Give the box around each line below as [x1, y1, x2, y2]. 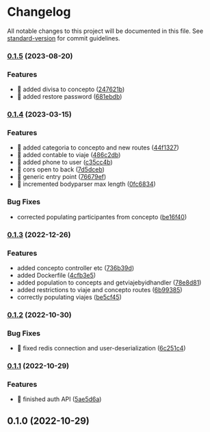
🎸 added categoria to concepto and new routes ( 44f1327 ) [16, 143, 179, 152]
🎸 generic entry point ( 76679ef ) [16, 173, 107, 181]
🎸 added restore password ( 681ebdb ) [16, 93, 122, 101]
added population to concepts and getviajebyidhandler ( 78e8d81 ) [16, 278, 202, 287]
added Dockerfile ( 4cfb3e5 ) [16, 271, 96, 279]
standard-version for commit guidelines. [7, 34, 120, 42]
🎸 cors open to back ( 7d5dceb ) [16, 165, 105, 173]
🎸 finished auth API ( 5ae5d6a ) [16, 395, 102, 403]
